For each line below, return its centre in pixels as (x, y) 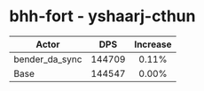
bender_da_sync (48, 59)
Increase (153, 44)
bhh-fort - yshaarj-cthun (102, 16)
